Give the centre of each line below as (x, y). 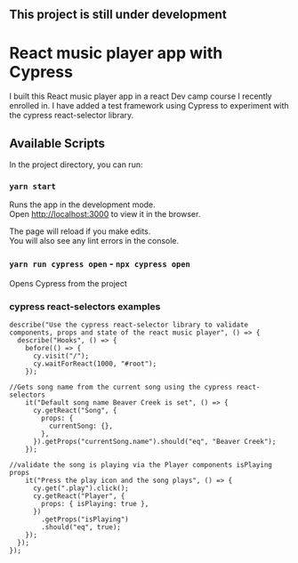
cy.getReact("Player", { (79, 496)
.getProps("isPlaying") (85, 519)
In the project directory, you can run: (76, 165)
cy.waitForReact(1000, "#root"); (95, 364)
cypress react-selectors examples (85, 306)
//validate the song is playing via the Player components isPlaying (141, 465)
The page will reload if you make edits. (80, 231)
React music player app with (116, 53)
